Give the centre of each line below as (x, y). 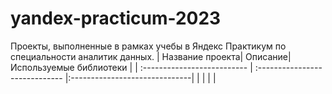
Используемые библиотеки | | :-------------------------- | (131, 67)
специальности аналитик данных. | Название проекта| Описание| (151, 56)
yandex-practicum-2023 (116, 18)
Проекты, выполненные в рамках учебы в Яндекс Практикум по (148, 46)
